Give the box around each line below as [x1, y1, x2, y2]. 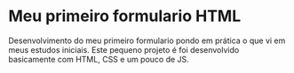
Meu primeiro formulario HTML [8, 6, 242, 26]
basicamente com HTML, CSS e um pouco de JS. [8, 54, 190, 64]
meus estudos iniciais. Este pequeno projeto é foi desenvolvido [8, 44, 240, 55]
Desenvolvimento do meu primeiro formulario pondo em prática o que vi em [8, 35, 286, 46]
